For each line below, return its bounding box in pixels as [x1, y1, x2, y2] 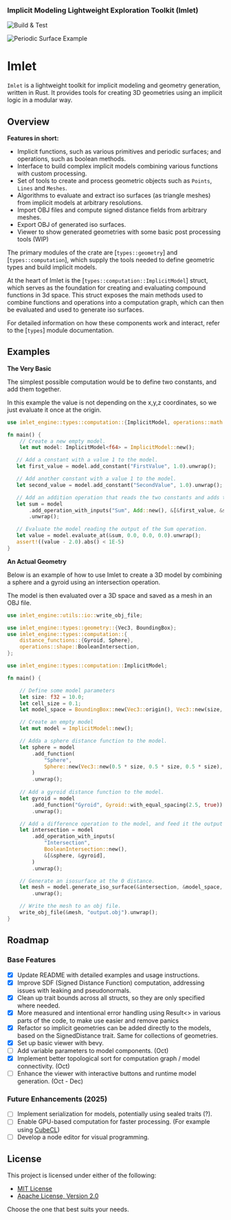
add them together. [7, 384, 62, 393]
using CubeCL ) [16, 1125, 60, 1133]
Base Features [7, 955, 56, 965]
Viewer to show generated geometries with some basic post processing [16, 228, 221, 236]
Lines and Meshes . [16, 184, 67, 193]
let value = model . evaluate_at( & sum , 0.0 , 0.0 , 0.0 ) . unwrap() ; [16, 532, 201, 539]
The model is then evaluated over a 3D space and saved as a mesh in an [7, 591, 212, 600]
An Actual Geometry [7, 557, 67, 565]
